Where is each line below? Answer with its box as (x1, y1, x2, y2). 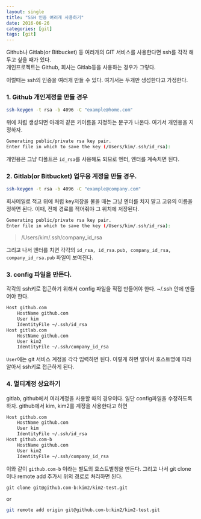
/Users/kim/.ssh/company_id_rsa (20, 233, 102, 241)
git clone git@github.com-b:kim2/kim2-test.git (6, 485, 128, 491)
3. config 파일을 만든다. (6, 270, 72, 278)
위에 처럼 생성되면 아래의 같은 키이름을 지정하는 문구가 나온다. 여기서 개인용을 (6, 119, 188, 126)
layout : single (6, 8, 45, 15)
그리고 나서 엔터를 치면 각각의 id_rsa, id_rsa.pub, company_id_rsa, (6, 246, 172, 253)
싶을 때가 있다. (17, 56, 51, 63)
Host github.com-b (6, 436, 52, 443)
